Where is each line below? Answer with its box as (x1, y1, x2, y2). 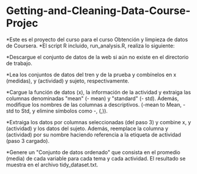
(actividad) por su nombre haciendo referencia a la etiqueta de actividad (6, 131, 181, 138)
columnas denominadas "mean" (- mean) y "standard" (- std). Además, (6, 95, 179, 102)
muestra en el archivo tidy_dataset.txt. (6, 161, 99, 168)
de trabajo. (6, 60, 32, 67)
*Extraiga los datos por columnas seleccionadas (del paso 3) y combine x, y (6, 118, 191, 125)
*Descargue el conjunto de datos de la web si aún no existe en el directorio (6, 53, 189, 60)
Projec (6, 16, 38, 30)
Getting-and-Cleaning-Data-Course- (6, 4, 191, 18)
